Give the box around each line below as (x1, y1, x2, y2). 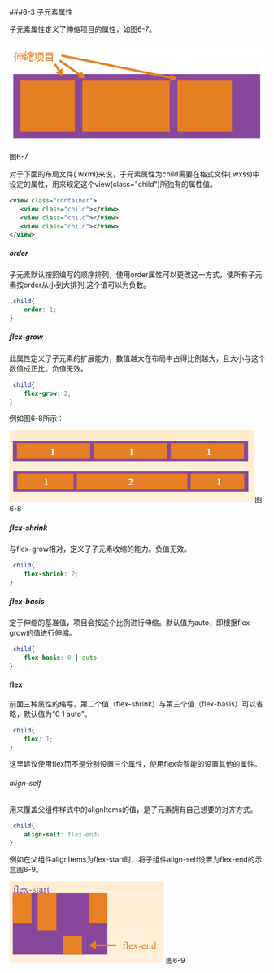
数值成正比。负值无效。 (9, 363, 88, 373)
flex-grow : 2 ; (24, 389, 72, 397)
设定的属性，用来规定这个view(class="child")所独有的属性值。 (9, 179, 218, 189)
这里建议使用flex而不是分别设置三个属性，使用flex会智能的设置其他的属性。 (9, 759, 263, 769)
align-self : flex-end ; (24, 830, 101, 839)
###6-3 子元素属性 (9, 7, 73, 16)
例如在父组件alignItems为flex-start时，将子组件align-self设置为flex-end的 (9, 854, 255, 864)
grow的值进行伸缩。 (9, 628, 76, 638)
